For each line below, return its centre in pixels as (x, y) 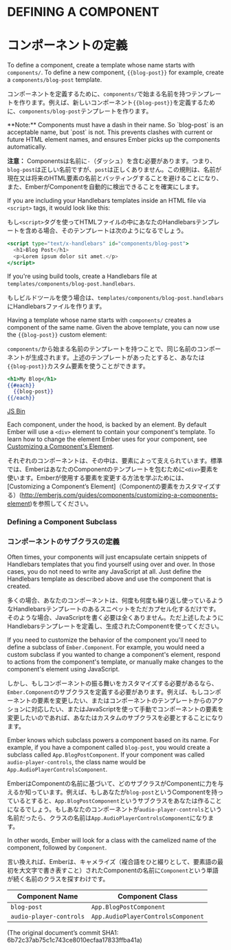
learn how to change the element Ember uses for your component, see (107, 439)
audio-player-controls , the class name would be (77, 762)
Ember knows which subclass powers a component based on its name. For (113, 740)
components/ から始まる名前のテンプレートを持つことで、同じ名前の (102, 349)
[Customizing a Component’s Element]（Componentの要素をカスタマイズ (111, 486)
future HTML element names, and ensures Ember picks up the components (114, 140)
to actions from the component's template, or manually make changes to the (115, 662)
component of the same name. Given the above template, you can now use (113, 327)
